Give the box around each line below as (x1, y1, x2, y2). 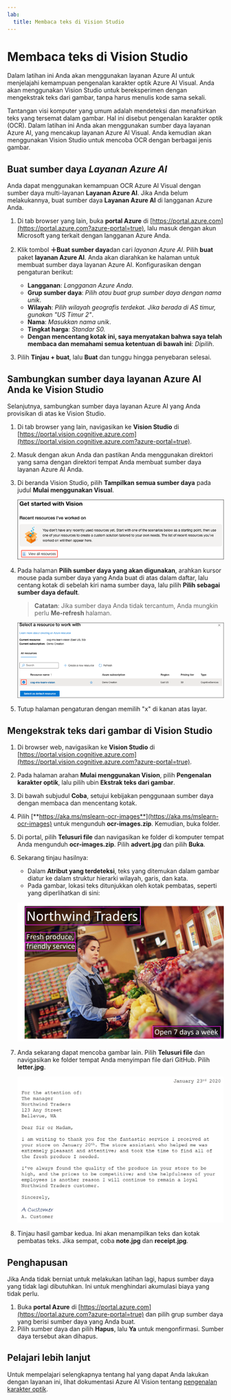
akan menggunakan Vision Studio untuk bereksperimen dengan (7, 86, 188, 94)
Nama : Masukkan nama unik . (27, 318, 111, 326)
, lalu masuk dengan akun (144, 224, 217, 233)
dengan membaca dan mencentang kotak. (16, 799, 137, 808)
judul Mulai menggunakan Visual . (16, 486, 115, 495)
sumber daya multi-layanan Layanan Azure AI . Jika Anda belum (7, 189, 188, 197)
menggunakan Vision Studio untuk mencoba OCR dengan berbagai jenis (7, 136, 212, 144)
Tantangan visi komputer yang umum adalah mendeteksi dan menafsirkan (7, 107, 217, 115)
